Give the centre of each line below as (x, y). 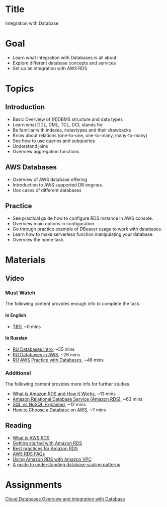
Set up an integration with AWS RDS (50, 68)
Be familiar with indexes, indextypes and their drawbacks (72, 130)
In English (16, 315)
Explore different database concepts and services (64, 63)
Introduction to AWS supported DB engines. (58, 184)
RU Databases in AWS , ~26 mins (46, 354)
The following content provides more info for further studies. (68, 384)
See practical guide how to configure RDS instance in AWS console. (83, 218)
